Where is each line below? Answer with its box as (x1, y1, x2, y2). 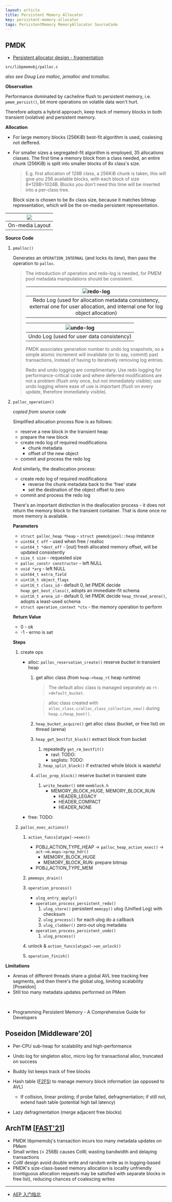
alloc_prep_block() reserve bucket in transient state (35, 773, 147, 779)
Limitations (5, 963, 30, 969)
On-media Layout (8, 222, 51, 229)
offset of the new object (28, 450, 79, 457)
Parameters (12, 523, 38, 529)
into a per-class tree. (25, 187, 70, 193)
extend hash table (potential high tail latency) (20, 1099, 116, 1105)
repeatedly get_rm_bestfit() (43, 746, 104, 753)
